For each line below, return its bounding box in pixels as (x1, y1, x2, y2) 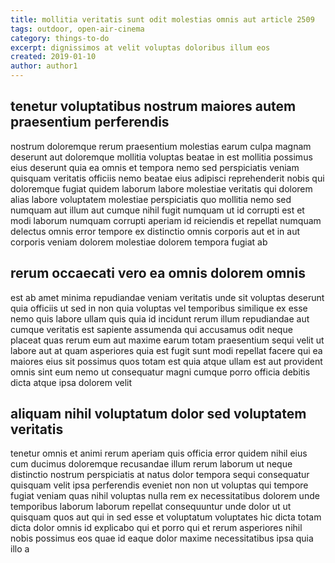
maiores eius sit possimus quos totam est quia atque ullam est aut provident (10, 355, 323, 367)
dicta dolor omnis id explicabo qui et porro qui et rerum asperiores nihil (10, 522, 303, 534)
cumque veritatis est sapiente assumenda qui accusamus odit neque (10, 323, 293, 335)
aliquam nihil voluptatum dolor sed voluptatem (10, 406, 307, 423)
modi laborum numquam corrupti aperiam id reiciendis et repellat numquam (10, 214, 322, 226)
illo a (10, 543, 30, 555)
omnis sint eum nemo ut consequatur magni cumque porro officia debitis (10, 366, 311, 378)
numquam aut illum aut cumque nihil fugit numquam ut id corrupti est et (10, 204, 305, 216)
